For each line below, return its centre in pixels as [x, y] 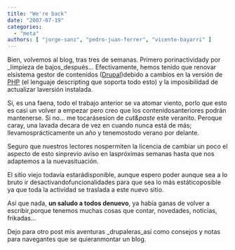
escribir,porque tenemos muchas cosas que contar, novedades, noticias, [112, 211]
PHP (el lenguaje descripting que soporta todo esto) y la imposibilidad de [113, 82]
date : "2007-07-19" [36, 20]
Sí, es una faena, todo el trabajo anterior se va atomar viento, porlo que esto [117, 103]
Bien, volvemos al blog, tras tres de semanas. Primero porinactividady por [114, 60]
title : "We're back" [38, 14]
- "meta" [26, 33]
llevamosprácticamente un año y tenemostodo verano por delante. [103, 133]
